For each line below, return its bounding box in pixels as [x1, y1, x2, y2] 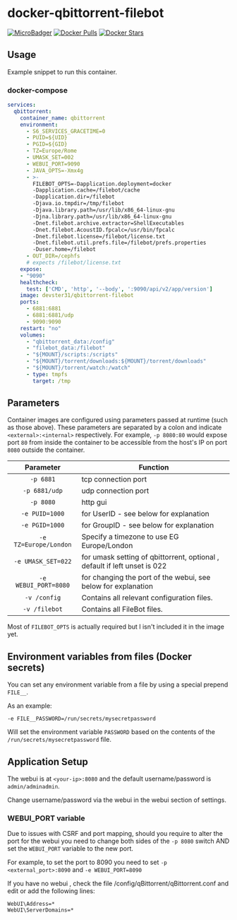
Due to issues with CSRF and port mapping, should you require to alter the [7, 829, 224, 838]
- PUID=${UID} [25, 134, 68, 141]
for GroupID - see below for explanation [81, 520, 214, 530]
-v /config [24, 594, 61, 602]
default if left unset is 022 [81, 561, 167, 571]
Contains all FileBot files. [81, 605, 164, 615]
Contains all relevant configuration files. [81, 593, 213, 602]
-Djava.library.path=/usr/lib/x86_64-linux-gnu [32, 206, 175, 214]
